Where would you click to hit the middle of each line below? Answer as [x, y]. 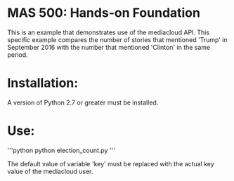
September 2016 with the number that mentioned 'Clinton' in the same [109, 47]
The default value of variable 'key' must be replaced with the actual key [111, 163]
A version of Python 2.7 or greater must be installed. [83, 102]
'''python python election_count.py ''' [61, 150]
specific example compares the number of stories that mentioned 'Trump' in [117, 39]
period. [18, 55]
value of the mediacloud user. [50, 171]
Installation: [43, 83]
